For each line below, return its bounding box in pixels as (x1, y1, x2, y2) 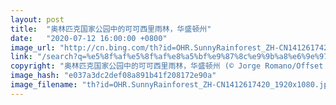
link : (10, 52, 33, 62)
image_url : (10, 42, 56, 53)
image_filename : (10, 80, 78, 90)
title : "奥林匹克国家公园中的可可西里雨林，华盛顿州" (10, 24, 212, 34)
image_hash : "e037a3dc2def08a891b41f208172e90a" (10, 71, 217, 81)
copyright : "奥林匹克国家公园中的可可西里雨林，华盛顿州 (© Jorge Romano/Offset (10, 61, 324, 71)
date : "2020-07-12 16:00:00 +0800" (10, 33, 168, 43)
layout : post (10, 14, 65, 25)
